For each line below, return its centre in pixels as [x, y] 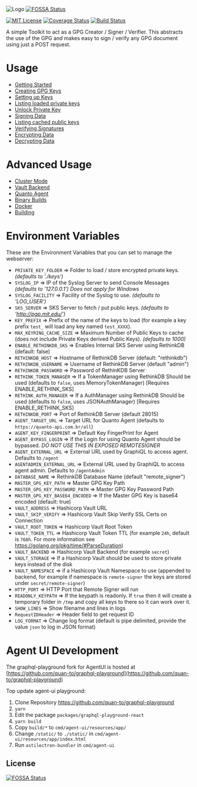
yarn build [28, 722]
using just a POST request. [38, 44]
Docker [24, 206]
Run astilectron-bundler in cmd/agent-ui [64, 745]
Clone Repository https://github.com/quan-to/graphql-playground [94, 702]
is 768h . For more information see [55, 539]
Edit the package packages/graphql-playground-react [79, 715]
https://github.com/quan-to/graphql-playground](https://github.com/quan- [98, 673]
